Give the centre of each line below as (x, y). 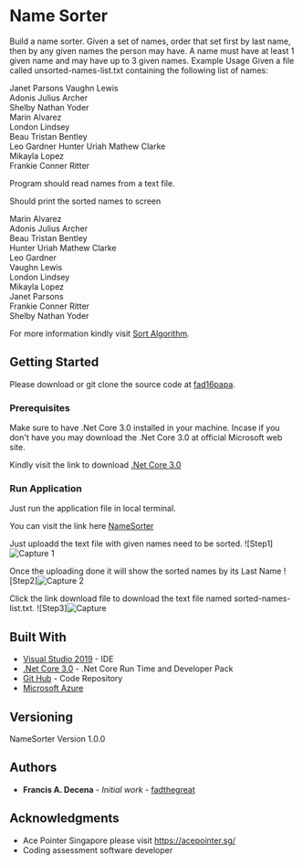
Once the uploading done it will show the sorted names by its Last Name (146, 571)
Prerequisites (40, 407)
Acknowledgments (65, 818)
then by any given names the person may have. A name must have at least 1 (152, 50)
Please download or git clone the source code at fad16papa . (122, 384)
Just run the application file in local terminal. (93, 509)
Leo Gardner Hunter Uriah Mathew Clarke (88, 146)
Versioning (41, 717)
